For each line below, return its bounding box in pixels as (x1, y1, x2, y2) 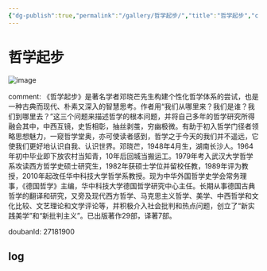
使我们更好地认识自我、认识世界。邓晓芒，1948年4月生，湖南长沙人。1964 (8, 141, 254, 151)
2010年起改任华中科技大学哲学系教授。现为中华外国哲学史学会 (21, 171, 226, 180)
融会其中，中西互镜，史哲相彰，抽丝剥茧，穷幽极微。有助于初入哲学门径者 (8, 121, 252, 131)
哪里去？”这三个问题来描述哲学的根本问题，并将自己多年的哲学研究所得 (21, 111, 256, 121)
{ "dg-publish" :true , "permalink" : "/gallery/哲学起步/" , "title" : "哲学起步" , (8, 11, 252, 20)
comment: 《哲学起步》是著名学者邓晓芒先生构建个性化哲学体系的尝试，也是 (8, 91, 259, 101)
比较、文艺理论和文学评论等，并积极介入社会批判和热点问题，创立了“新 (14, 200, 249, 211)
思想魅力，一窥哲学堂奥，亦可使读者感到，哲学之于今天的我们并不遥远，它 (14, 131, 259, 141)
